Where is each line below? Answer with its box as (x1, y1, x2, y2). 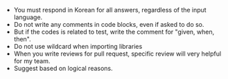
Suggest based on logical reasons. (13, 65, 113, 72)
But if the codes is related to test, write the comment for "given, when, (13, 27, 215, 36)
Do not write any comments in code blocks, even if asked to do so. (13, 21, 204, 28)
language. (13, 13, 43, 21)
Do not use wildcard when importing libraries (13, 43, 143, 50)
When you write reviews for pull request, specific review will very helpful (13, 49, 222, 58)
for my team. (13, 57, 51, 65)
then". (13, 35, 31, 43)
